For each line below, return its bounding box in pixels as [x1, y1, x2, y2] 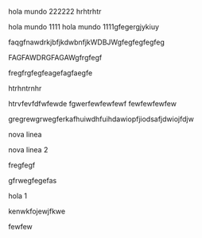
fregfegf [8, 160, 36, 170]
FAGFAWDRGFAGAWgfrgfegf [8, 53, 103, 62]
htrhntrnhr [8, 83, 42, 93]
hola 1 [8, 191, 28, 201]
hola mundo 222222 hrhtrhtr [8, 7, 102, 16]
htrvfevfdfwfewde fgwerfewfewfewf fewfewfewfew [8, 99, 177, 108]
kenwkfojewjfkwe [8, 206, 66, 216]
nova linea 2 [8, 145, 49, 154]
